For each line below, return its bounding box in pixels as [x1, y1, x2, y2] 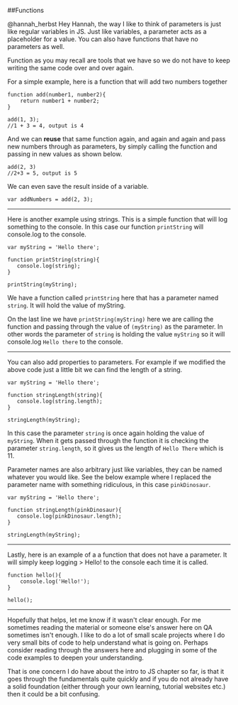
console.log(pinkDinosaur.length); [16, 513, 122, 520]
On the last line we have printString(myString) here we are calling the [7, 315, 214, 323]
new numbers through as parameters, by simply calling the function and [7, 142, 217, 151]
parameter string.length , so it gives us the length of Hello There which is [7, 444, 224, 452]
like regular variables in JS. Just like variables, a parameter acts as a [7, 28, 207, 35]
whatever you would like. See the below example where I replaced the [7, 473, 212, 481]
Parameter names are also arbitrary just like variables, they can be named [7, 465, 222, 474]
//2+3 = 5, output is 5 [7, 170, 78, 177]
